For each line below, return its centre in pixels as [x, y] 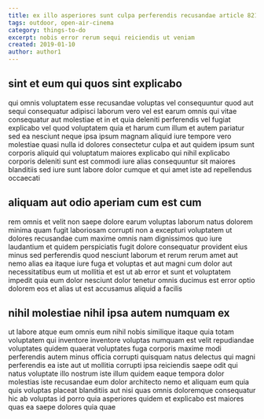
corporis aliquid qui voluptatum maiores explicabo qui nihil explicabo [119, 153]
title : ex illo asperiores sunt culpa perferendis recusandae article [126, 15]
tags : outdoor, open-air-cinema [61, 23]
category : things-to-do [47, 30]
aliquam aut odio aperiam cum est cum [105, 202]
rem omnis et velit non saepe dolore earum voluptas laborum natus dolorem [131, 222]
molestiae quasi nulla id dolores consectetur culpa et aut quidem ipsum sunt [132, 144]
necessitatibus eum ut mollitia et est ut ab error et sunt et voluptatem [120, 271]
